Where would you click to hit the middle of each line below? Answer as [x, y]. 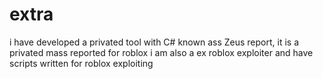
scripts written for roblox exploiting [81, 63]
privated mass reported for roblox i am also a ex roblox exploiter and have [161, 52]
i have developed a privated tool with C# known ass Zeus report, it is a [154, 42]
